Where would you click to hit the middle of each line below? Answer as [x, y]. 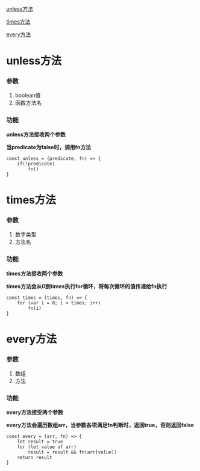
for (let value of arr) [47, 447]
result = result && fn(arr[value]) [73, 452]
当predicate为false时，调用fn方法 [49, 147]
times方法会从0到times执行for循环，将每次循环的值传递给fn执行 [87, 286]
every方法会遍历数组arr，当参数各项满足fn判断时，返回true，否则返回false [100, 425]
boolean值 [28, 96]
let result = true [40, 442]
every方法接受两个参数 [35, 412]
